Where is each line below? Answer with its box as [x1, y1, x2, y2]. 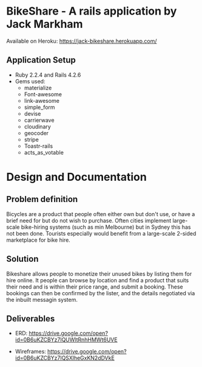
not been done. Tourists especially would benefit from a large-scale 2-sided [6, 229, 197, 237]
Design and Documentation [6, 170, 147, 184]
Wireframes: [15, 348, 47, 355]
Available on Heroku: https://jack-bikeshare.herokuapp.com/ [6, 37, 157, 44]
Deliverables [6, 313, 55, 324]
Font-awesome [24, 90, 62, 98]
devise [24, 110, 41, 117]
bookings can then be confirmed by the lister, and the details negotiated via [6, 289, 195, 296]
